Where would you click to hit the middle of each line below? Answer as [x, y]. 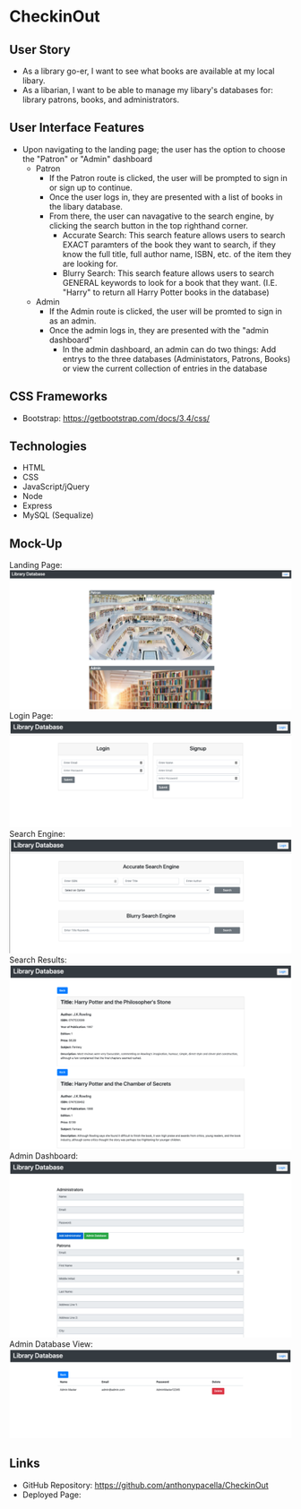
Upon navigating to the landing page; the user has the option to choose [154, 149]
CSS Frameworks [59, 397]
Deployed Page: [52, 1495]
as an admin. [73, 321]
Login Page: [31, 715]
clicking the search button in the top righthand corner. [149, 225]
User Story [40, 50]
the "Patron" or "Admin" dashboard [87, 159]
